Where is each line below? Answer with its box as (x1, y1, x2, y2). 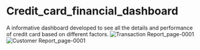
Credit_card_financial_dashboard (6, 4, 179, 18)
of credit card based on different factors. (6, 30, 109, 37)
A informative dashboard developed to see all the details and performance (6, 24, 193, 31)
